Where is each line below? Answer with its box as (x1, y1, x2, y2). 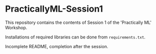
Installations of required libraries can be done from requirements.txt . (5, 34, 146, 40)
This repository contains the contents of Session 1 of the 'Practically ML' (5, 19, 152, 25)
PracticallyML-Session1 (5, 3, 103, 15)
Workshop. (5, 24, 28, 30)
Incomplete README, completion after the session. (5, 43, 108, 49)
